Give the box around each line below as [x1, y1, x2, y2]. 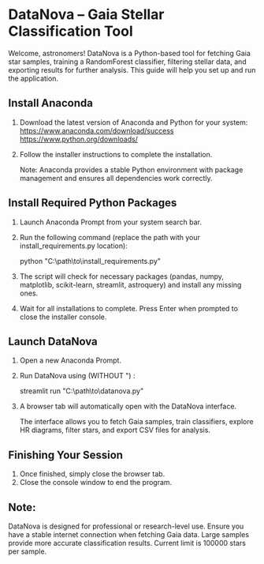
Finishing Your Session [8, 448, 124, 461]
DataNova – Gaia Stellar [8, 6, 165, 24]
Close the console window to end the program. [19, 478, 173, 487]
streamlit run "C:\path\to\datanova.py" [19, 386, 144, 396]
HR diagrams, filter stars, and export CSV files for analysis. [19, 425, 211, 435]
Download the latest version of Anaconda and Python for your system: [19, 117, 248, 127]
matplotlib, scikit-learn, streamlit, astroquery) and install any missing [19, 280, 242, 289]
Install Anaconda [8, 96, 93, 110]
